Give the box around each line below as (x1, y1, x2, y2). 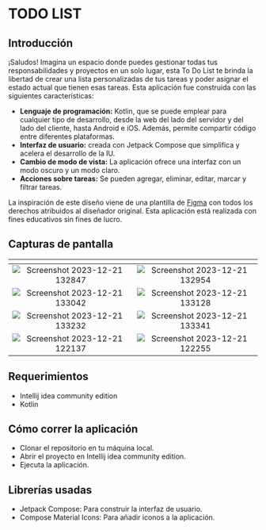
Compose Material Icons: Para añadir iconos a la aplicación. (19, 513, 215, 522)
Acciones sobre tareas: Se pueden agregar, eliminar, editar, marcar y (19, 174, 247, 183)
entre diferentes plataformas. (19, 132, 115, 141)
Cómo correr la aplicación (8, 422, 139, 436)
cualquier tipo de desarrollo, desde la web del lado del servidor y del (19, 115, 244, 124)
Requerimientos (8, 370, 89, 383)
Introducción (8, 36, 74, 50)
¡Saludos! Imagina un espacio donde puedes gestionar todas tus (8, 57, 218, 67)
